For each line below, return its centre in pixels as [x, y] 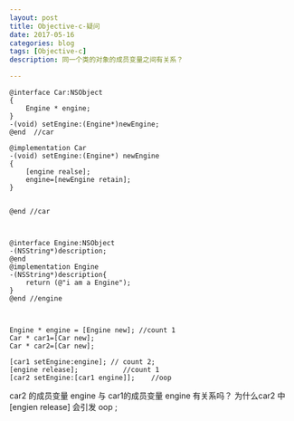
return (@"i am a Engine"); [78, 282]
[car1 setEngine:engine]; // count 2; [82, 362]
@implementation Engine [54, 267]
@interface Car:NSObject [56, 92]
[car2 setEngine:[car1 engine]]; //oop [90, 378]
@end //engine [36, 299]
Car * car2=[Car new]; [52, 346]
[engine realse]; [58, 172]
